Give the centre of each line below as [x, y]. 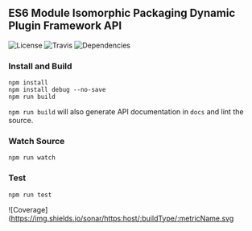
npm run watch [32, 158]
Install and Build [40, 66]
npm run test [30, 195]
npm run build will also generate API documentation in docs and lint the [126, 112]
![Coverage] [28, 209]
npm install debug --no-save [57, 90]
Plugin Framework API [65, 26]
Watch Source [37, 142]
